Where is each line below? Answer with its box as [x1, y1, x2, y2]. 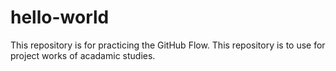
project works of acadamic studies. [10, 49, 156, 61]
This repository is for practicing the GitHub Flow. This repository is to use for [10, 39, 326, 51]
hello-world [10, 6, 110, 29]
